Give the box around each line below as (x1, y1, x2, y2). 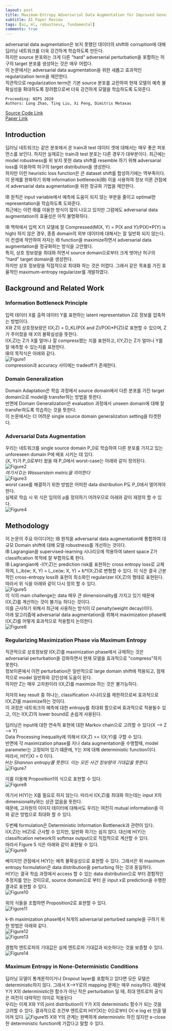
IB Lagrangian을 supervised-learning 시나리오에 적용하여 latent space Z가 (5, 548, 158, 554)
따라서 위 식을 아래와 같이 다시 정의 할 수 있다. (5, 581, 97, 587)
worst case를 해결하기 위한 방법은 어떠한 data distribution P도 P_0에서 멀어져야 (5, 482, 166, 488)
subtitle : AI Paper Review (5, 17, 63, 22)
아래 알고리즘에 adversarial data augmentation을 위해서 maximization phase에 (5, 611, 166, 618)
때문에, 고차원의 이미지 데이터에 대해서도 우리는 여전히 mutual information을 (5, 805, 159, 811)
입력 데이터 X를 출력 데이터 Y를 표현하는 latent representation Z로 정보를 (5, 311, 152, 318)
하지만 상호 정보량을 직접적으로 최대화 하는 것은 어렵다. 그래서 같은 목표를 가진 (5, 262, 161, 268)
